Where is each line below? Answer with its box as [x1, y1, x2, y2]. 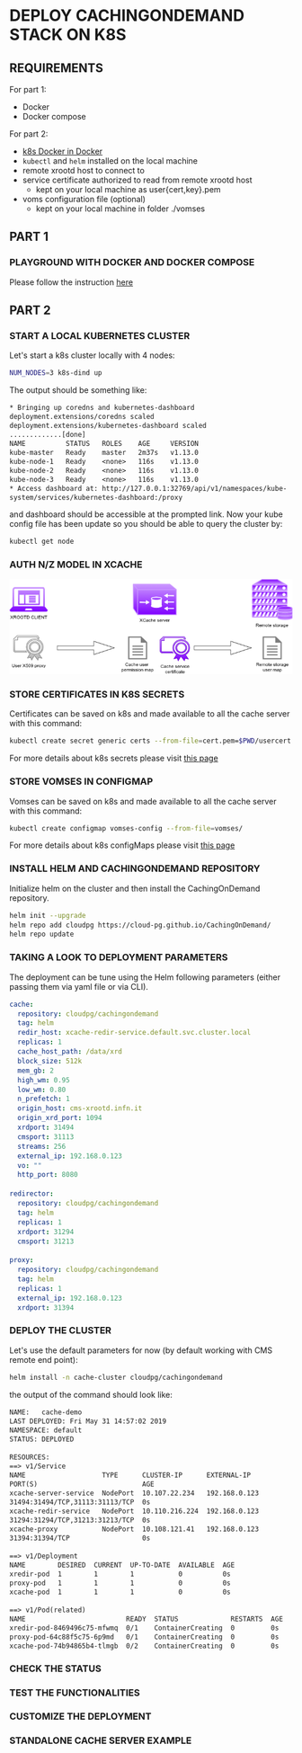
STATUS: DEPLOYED [9, 1435, 75, 1444]
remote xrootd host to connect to [22, 165, 146, 175]
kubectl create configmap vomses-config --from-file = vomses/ [9, 823, 244, 832]
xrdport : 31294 [17, 1227, 75, 1236]
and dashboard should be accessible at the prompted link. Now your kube [9, 509, 283, 520]
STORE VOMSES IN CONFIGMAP [9, 775, 154, 788]
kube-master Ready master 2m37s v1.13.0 [9, 449, 200, 458]
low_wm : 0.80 [17, 1085, 67, 1094]
